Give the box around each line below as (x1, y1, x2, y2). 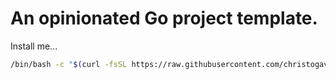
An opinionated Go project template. (10, 7, 318, 30)
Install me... (10, 40, 58, 52)
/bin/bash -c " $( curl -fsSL (10, 59, 128, 69)
